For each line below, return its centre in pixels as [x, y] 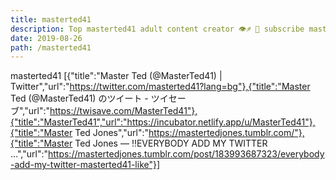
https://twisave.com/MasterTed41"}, [123, 111]
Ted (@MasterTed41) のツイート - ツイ [89, 98]
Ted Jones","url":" [112, 133]
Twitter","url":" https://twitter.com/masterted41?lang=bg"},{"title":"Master [160, 87]
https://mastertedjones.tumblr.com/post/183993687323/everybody [186, 154]
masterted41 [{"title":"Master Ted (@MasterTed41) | [116, 76]
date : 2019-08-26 [46, 38]
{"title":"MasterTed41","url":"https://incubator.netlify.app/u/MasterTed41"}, [163, 122]
